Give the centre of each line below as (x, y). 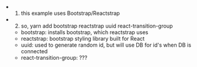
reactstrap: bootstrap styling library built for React (83, 39)
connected (34, 51)
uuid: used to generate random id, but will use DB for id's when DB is (106, 45)
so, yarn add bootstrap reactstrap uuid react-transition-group (97, 26)
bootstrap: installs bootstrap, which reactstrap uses (84, 32)
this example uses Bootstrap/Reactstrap (70, 13)
